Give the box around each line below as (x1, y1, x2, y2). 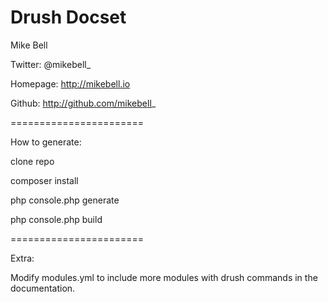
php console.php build (10, 213, 103, 225)
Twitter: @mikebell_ (10, 58, 92, 70)
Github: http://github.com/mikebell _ (10, 97, 157, 109)
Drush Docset (10, 6, 127, 29)
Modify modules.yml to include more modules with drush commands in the (10, 271, 318, 283)
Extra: (10, 252, 35, 264)
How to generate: (10, 136, 82, 148)
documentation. (10, 282, 76, 294)
